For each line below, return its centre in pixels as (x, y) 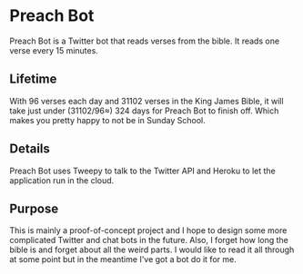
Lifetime (33, 79)
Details (30, 149)
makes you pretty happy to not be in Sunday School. (108, 120)
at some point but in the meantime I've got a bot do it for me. (123, 259)
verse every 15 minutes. (54, 50)
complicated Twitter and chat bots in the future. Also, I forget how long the (149, 240)
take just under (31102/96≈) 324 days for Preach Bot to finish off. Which (144, 111)
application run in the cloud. (62, 180)
